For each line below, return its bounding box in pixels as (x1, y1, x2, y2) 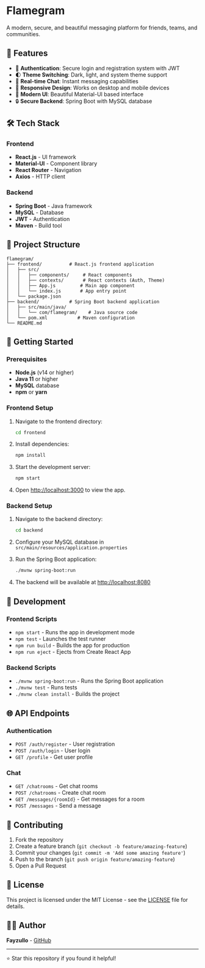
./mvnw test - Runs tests (15, 684, 77, 691)
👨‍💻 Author (6, 920, 46, 931)
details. (6, 902, 25, 910)
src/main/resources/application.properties (15, 545, 128, 551)
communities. (6, 30, 41, 37)
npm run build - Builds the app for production (15, 641, 130, 649)
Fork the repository (15, 836, 64, 843)
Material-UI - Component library (15, 160, 98, 167)
